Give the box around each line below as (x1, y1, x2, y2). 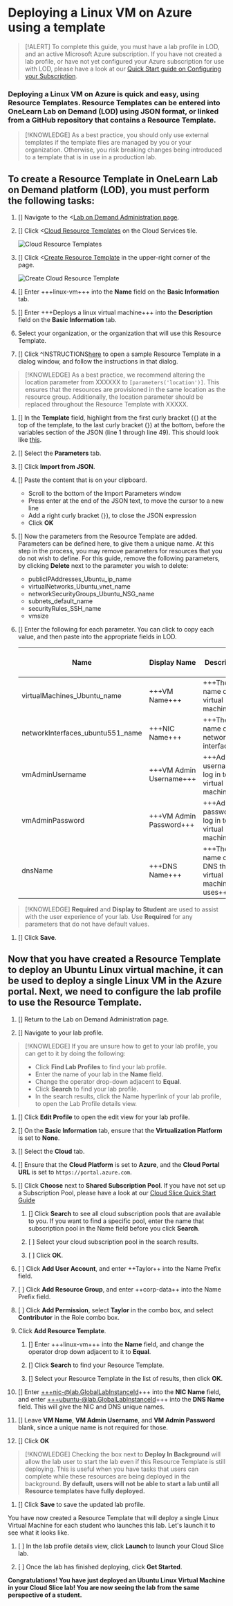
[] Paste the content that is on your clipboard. (17, 476, 147, 484)
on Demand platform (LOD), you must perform (8, 184, 210, 195)
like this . (17, 436, 42, 444)
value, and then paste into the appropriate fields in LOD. (17, 632, 177, 641)
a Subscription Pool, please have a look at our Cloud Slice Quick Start (17, 1188, 216, 1197)
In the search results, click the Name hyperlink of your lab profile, (35, 1092, 222, 1100)
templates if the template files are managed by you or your (24, 139, 192, 147)
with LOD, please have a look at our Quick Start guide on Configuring (24, 64, 222, 73)
